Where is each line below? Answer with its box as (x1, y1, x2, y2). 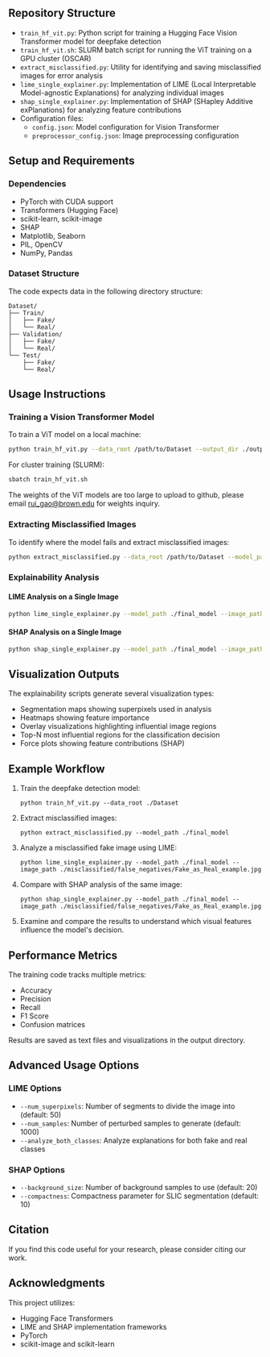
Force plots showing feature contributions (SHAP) (19, 739, 185, 748)
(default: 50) (19, 1109, 62, 1119)
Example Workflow (8, 762, 105, 776)
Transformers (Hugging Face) (19, 205, 119, 214)
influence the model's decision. (19, 925, 125, 934)
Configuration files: (19, 113, 84, 123)
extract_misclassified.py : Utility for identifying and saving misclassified (19, 62, 261, 72)
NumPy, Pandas (19, 248, 73, 257)
